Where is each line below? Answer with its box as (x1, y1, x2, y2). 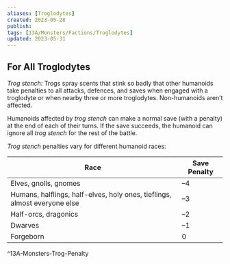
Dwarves (10, 220, 40, 230)
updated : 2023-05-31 (7, 36, 66, 43)
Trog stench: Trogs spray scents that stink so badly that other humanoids (7, 79, 214, 87)
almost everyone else (10, 198, 80, 208)
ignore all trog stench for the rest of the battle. (7, 128, 138, 137)
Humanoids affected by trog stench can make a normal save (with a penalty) (7, 114, 223, 122)
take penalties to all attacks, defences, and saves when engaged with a (7, 86, 209, 95)
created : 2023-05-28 (7, 16, 66, 23)
